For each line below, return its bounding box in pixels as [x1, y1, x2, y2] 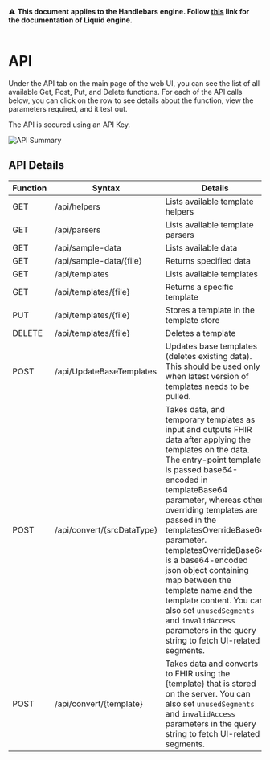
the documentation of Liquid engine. [8, 15, 133, 25]
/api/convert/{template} [55, 698, 143, 709]
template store [165, 314, 220, 325]
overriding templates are [165, 504, 258, 515]
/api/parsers [55, 224, 101, 235]
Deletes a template [165, 327, 236, 338]
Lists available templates [165, 268, 259, 280]
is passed [165, 464, 202, 475]
